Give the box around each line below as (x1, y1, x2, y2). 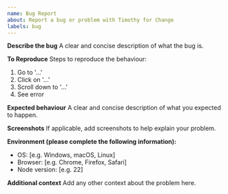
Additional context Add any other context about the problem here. (7, 179, 196, 187)
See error (17, 90, 45, 98)
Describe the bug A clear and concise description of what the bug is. (7, 42, 204, 50)
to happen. (7, 111, 38, 119)
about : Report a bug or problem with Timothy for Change (7, 17, 174, 23)
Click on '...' (17, 76, 50, 84)
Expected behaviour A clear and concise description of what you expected (7, 104, 222, 112)
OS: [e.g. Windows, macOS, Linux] (17, 151, 116, 159)
